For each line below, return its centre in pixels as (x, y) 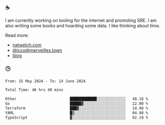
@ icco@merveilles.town (37, 50)
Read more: (17, 35)
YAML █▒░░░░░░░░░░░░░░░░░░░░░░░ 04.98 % (77, 113)
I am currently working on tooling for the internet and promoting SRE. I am (81, 20)
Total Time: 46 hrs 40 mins (34, 90)
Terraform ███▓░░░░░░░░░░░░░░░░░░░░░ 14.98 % (77, 109)
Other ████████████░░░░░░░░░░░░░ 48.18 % (77, 99)
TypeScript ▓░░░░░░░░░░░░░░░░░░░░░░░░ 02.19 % (77, 118)
